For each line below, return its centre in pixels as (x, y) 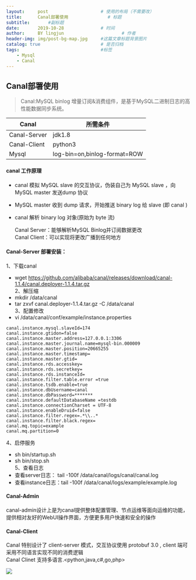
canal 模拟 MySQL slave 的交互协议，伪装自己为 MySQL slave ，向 (95, 185)
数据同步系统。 (49, 109)
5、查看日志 (29, 468)
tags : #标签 (59, 50)
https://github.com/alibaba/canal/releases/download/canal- (101, 278)
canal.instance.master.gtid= (42, 359)
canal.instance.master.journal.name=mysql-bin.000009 (73, 344)
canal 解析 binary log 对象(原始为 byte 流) (65, 217)
